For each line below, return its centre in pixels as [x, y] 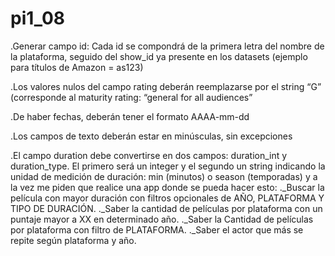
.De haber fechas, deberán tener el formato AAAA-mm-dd [130, 116]
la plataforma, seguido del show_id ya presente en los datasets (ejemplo [159, 56]
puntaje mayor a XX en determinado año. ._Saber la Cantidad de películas [162, 219]
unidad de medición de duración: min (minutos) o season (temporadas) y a [164, 176]
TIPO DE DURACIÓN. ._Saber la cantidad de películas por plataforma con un [166, 208]
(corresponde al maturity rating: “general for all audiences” [131, 97]
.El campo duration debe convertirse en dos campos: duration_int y [149, 155]
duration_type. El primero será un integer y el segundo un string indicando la [168, 166]
